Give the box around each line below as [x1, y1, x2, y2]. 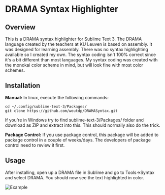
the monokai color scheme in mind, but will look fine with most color [5, 62, 144, 68]
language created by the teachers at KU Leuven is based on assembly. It [5, 41, 153, 47]
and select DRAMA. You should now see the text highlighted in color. [5, 174, 144, 180]
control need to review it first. [5, 142, 65, 148]
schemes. [5, 67, 25, 73]
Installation [5, 82, 40, 90]
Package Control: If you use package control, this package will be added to [5, 132, 159, 138]
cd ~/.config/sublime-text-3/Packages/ [5, 104, 87, 109]
